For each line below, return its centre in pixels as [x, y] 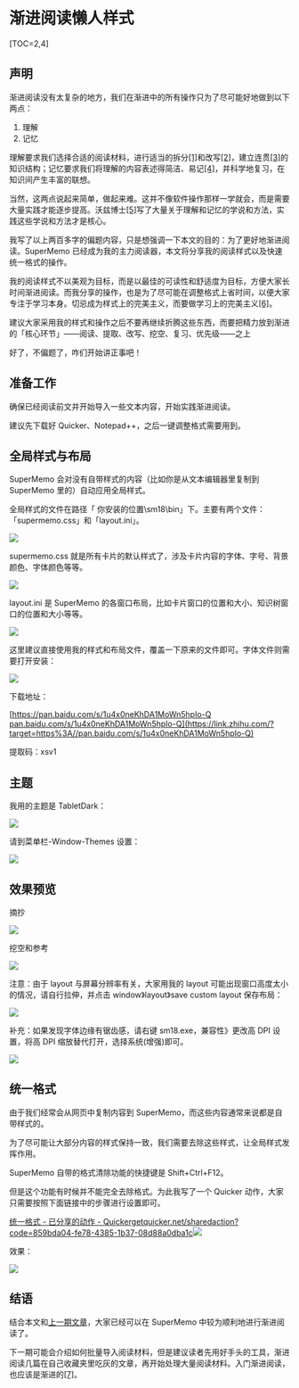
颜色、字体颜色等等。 [48, 567]
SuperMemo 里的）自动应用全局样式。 [80, 491]
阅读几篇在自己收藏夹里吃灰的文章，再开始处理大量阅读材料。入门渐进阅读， [149, 1363]
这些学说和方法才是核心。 [64, 220]
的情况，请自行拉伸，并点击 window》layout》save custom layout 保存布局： [146, 995]
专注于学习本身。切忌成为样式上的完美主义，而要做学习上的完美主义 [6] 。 [143, 303]
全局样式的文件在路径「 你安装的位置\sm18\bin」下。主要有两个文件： [137, 509]
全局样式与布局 [50, 456]
